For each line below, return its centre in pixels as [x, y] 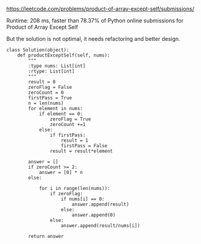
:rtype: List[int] [51, 71]
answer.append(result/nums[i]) [100, 226]
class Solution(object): [38, 50]
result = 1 [74, 141]
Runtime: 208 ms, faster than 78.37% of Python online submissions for [95, 20]
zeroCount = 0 [46, 92]
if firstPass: [68, 135]
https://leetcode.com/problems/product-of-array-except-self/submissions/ [100, 9]
